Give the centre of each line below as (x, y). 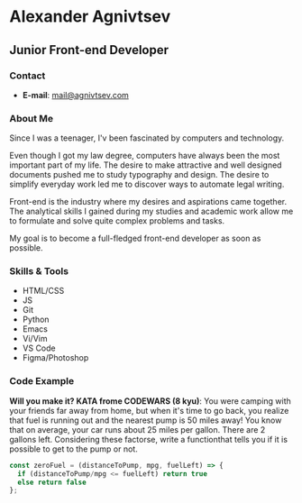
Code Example (42, 381)
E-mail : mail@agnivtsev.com (75, 95)
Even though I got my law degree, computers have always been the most (145, 156)
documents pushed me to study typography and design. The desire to (139, 175)
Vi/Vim (35, 339)
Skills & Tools (39, 271)
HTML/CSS (43, 291)
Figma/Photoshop (55, 358)
